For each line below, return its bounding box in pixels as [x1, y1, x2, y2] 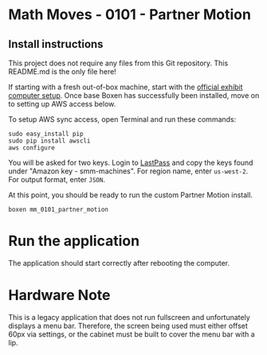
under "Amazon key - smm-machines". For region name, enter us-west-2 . [8, 166, 249, 176]
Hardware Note [8, 287, 111, 304]
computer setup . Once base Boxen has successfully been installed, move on [8, 91, 260, 100]
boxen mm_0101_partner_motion [8, 205, 109, 213]
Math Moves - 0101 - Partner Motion [8, 6, 251, 24]
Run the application [8, 232, 140, 250]
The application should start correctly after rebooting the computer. [8, 258, 230, 267]
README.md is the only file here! [8, 67, 117, 76]
